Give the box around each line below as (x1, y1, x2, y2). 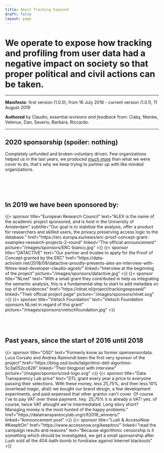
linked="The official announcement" (83, 239, 157, 245)
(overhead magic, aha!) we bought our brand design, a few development (5, 386, 151, 391)
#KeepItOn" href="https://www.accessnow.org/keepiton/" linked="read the (5, 422, 156, 428)
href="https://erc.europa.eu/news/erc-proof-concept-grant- (27, 234, 149, 240)
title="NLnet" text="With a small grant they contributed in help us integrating (5, 275, 159, 281)
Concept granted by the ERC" (5, 255, 65, 261)
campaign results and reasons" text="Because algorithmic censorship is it (5, 427, 154, 433)
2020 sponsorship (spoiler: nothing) (5, 138, 118, 146)
